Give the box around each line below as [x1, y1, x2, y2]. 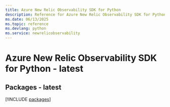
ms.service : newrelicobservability [5, 31, 80, 36]
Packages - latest [5, 83, 62, 91]
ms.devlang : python [5, 26, 47, 31]
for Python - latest [5, 63, 83, 74]
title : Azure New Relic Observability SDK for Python [5, 7, 121, 13]
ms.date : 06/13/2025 [5, 17, 49, 22]
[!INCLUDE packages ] [5, 96, 51, 102]
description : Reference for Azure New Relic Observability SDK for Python [5, 12, 166, 17]
